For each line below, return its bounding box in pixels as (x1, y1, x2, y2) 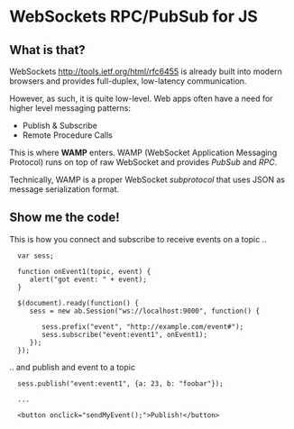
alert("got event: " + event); (29, 275, 147, 284)
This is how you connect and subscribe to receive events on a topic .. (9, 233, 268, 244)
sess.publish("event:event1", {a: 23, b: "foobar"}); (17, 379, 224, 388)
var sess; (17, 251, 54, 260)
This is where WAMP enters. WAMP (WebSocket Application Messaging (9, 147, 278, 158)
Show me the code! (9, 210, 120, 225)
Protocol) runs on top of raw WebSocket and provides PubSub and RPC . (9, 157, 278, 168)
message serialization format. (9, 184, 120, 195)
